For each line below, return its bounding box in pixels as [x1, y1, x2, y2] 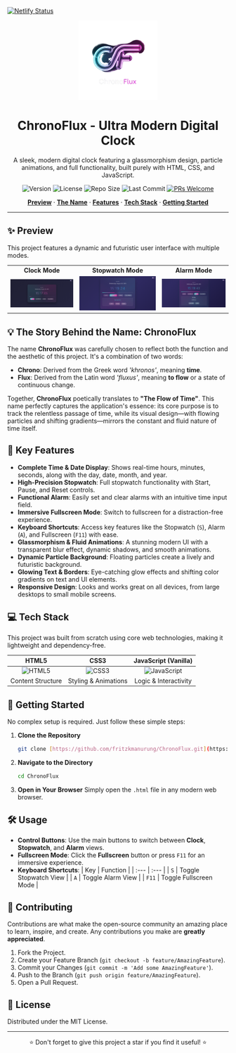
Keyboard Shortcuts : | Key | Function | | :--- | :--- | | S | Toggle [17, 866, 200, 875]
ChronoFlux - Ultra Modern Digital [17, 118, 219, 133]
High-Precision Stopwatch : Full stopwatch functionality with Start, [17, 478, 211, 486]
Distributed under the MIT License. [7, 1017, 108, 1026]
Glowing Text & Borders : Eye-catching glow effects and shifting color [17, 568, 219, 576]
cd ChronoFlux [17, 773, 59, 780]
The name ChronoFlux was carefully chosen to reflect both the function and [7, 344, 228, 353]
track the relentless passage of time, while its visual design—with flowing [7, 409, 220, 417]
